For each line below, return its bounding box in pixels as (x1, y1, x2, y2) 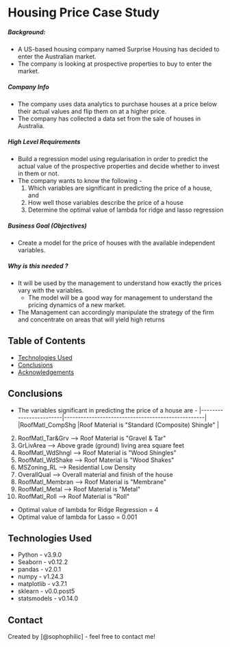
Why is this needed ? (8, 262, 68, 270)
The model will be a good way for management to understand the (27, 293, 213, 302)
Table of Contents (8, 335, 86, 347)
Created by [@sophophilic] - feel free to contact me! (8, 633, 156, 641)
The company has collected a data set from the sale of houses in (17, 114, 201, 123)
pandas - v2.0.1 (17, 565, 61, 574)
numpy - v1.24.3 (17, 572, 64, 581)
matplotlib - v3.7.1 (17, 580, 67, 588)
